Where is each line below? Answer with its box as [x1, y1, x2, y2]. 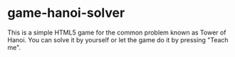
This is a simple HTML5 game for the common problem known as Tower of [7, 28, 226, 37]
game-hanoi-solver [7, 5, 125, 21]
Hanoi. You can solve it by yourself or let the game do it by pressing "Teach [7, 35, 229, 44]
